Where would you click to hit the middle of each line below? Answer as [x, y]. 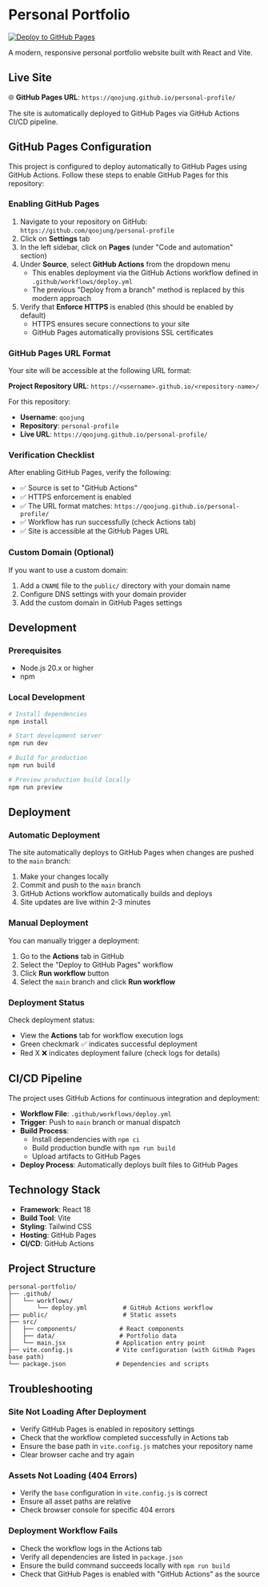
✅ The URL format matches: [66, 506]
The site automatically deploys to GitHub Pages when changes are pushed [131, 853]
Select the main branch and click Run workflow [98, 981]
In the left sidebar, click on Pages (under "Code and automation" [126, 247]
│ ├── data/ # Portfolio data [93, 1336]
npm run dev [28, 744]
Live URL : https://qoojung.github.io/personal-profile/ [114, 434]
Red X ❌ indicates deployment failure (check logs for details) [120, 1053]
